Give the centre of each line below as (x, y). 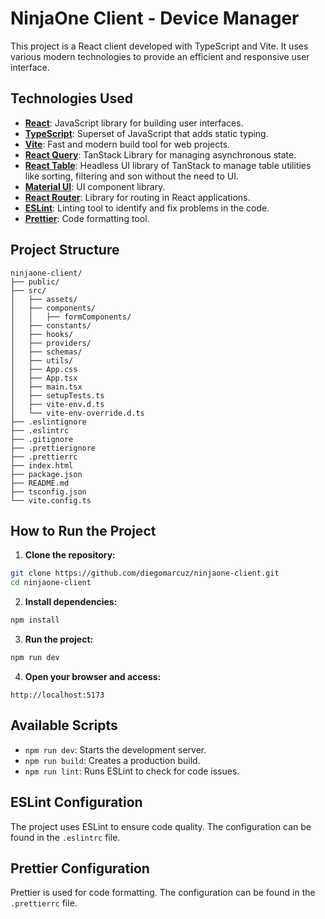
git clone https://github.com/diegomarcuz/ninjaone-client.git (145, 573)
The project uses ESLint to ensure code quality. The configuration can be (161, 826)
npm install (35, 620)
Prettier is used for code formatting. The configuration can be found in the (163, 893)
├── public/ (35, 282)
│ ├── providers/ (51, 343)
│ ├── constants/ (51, 325)
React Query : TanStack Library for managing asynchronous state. (160, 154)
